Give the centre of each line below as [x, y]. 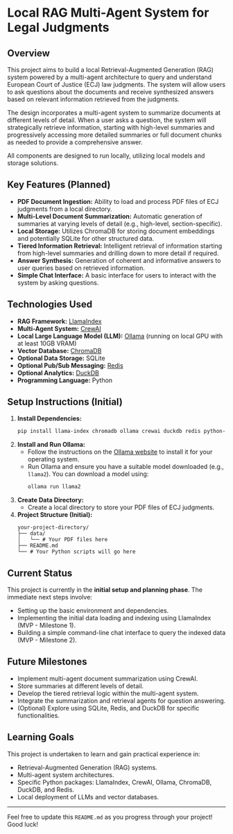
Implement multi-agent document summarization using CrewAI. [107, 679]
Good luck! [23, 824]
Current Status [40, 573]
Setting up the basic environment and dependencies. [93, 611]
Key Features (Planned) [59, 185]
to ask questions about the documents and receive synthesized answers [111, 92]
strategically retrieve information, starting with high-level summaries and [111, 127]
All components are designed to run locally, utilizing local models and [106, 155]
